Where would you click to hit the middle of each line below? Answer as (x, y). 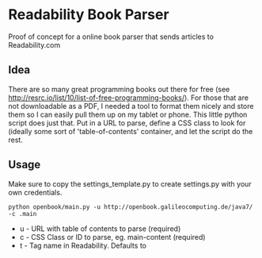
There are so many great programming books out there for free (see (119, 89)
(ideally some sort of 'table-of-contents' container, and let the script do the (131, 131)
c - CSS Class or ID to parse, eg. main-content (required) (112, 237)
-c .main (23, 214)
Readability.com (34, 44)
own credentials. (35, 192)
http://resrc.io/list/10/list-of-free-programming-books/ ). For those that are (129, 98)
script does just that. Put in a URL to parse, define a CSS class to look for (127, 123)
